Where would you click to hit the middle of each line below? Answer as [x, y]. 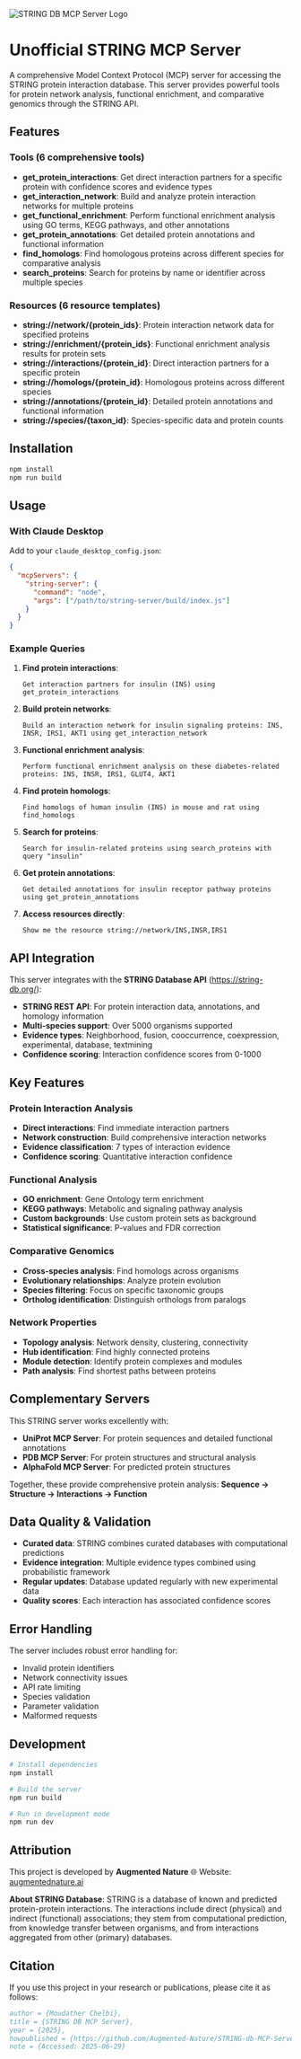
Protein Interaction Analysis [71, 1108]
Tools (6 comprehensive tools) [77, 157]
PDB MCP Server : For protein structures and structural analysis [139, 1457]
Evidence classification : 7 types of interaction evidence [126, 1146]
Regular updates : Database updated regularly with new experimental [150, 1582]
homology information [63, 1016]
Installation [41, 449]
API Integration [52, 958]
